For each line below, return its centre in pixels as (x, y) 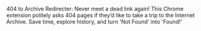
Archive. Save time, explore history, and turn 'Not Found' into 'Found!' (94, 22)
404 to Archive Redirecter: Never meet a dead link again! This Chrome (95, 9)
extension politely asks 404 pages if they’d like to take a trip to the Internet (100, 15)
